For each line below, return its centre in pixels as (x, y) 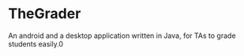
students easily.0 (36, 43)
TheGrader (45, 14)
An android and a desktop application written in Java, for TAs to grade (122, 35)
